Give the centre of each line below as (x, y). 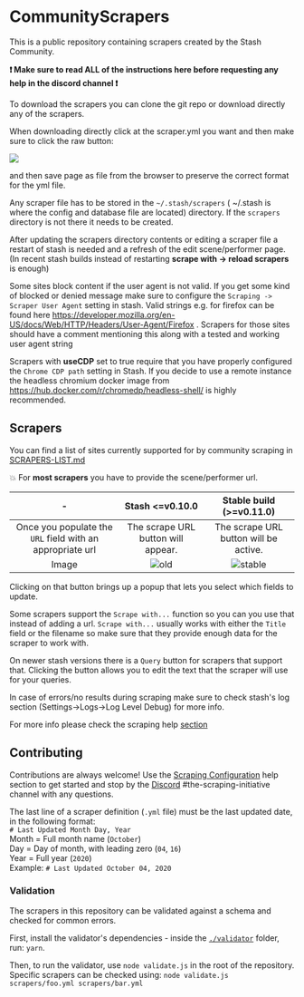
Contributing (46, 753)
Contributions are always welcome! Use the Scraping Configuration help (144, 774)
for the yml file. (38, 185)
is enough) (29, 268)
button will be (249, 538)
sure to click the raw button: (62, 140)
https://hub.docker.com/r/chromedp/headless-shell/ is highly (123, 390)
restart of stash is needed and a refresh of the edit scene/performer (136, 249)
